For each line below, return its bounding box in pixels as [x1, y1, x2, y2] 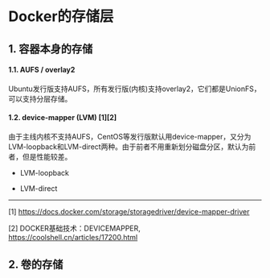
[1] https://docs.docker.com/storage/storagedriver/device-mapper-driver [8, 206, 250, 216]
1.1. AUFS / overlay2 [8, 65, 76, 75]
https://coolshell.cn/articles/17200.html [8, 232, 138, 242]
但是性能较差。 [22, 151, 72, 161]
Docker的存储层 [8, 7, 114, 26]
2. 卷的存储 [8, 258, 63, 272]
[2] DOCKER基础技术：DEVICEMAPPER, [8, 223, 141, 233]
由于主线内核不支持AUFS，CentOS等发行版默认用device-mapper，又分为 [8, 131, 252, 141]
